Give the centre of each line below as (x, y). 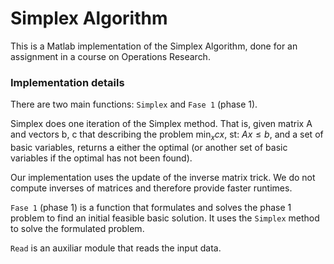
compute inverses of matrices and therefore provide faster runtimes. (151, 188)
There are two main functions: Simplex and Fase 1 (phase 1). (134, 104)
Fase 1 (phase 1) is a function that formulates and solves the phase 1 (151, 208)
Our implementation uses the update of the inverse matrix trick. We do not (163, 178)
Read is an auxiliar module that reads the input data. (116, 248)
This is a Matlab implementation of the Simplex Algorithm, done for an (154, 46)
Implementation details (67, 82)
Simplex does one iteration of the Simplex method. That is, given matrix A (161, 124)
